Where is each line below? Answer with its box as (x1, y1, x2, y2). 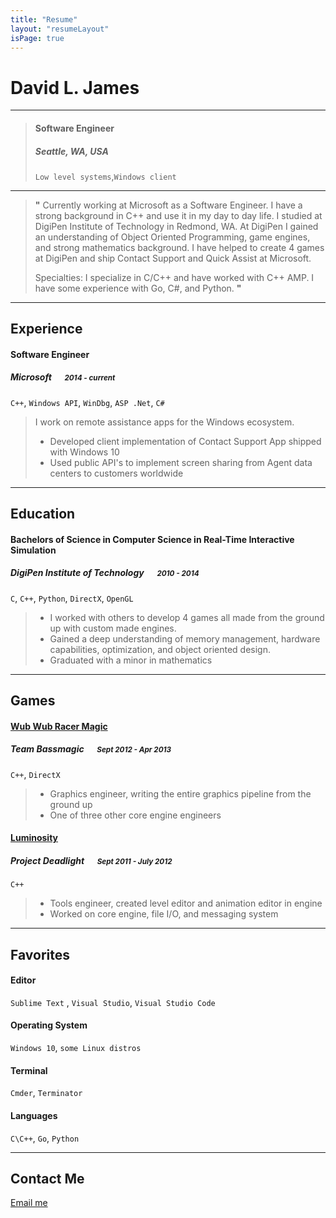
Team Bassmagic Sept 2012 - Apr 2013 (10, 743, 172, 755)
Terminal (10, 1064, 48, 1076)
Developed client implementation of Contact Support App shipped (49, 435, 322, 447)
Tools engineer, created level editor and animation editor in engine (49, 897, 323, 910)
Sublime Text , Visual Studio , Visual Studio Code (10, 996, 216, 1008)
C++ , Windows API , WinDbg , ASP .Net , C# (10, 396, 165, 408)
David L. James (10, 76, 140, 99)
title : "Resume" (10, 14, 78, 25)
